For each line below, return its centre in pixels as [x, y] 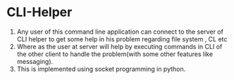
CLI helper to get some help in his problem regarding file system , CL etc [122, 39]
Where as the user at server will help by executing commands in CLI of [119, 46]
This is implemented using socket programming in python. [101, 69]
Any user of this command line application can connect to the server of [120, 32]
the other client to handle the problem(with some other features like [115, 54]
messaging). [35, 61]
